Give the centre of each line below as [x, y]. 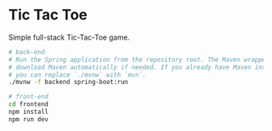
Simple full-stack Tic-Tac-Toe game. [69, 37]
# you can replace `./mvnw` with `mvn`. [78, 74]
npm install [28, 112]
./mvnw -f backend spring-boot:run [68, 82]
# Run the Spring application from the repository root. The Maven [125, 59]
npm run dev [28, 119]
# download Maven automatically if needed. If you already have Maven [130, 67]
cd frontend [28, 104]
